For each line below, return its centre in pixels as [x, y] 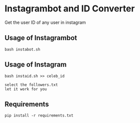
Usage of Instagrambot [41, 38]
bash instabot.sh [23, 49]
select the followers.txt [31, 85]
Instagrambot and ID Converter [70, 9]
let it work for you [26, 89]
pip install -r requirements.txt [39, 116]
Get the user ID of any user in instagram [45, 22]
